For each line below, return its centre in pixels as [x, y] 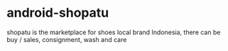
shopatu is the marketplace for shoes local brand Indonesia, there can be [114, 32]
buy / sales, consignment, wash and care [67, 39]
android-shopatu [58, 13]
